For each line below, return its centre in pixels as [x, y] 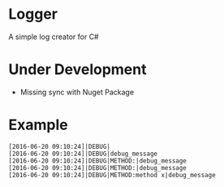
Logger [33, 14]
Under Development [78, 70]
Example [38, 125]
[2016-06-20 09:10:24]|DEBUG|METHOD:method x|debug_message [112, 175]
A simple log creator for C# [54, 37]
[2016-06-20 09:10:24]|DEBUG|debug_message [83, 154]
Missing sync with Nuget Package [77, 92]
